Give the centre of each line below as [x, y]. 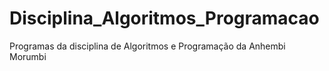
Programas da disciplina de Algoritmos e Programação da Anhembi [147, 46]
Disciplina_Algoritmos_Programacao [164, 18]
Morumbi [28, 56]
